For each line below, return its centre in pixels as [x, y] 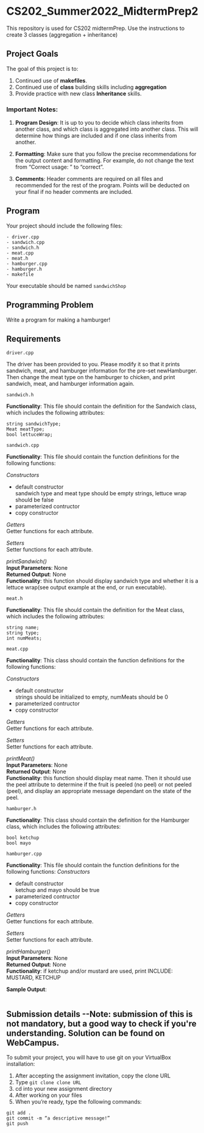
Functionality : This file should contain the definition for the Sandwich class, [101, 406]
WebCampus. [33, 1043]
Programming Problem [50, 305]
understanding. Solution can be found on [86, 1033]
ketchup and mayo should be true [57, 890]
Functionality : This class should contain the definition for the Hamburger [98, 820]
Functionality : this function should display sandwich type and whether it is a [102, 581]
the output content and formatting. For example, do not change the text [104, 161]
